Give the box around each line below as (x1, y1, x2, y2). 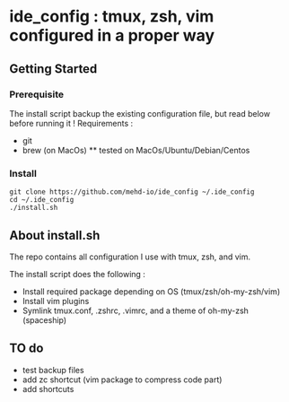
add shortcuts (22, 383, 74, 394)
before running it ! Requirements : (9, 118, 134, 128)
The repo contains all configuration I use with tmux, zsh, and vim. (9, 251, 251, 262)
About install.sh (9, 227, 101, 243)
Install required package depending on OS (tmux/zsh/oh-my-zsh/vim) (22, 285, 281, 297)
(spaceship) (22, 314, 67, 325)
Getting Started (9, 61, 98, 76)
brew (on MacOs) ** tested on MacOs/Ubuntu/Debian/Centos (22, 144, 250, 155)
